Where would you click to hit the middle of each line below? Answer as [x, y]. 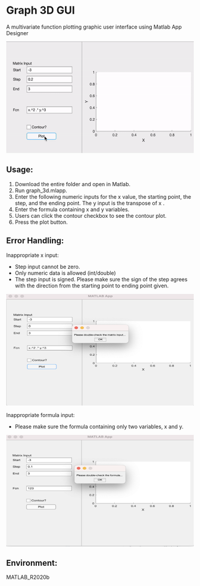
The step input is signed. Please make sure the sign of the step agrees [101, 279]
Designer [17, 33]
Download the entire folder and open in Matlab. [73, 184]
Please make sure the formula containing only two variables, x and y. [99, 427]
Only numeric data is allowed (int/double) [65, 273]
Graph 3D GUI [41, 10]
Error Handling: [35, 241]
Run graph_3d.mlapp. [41, 190]
